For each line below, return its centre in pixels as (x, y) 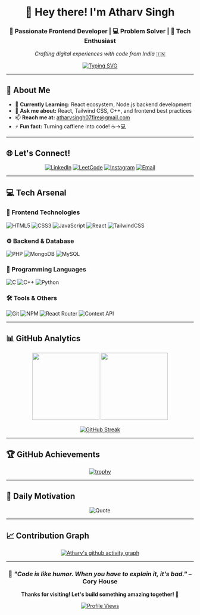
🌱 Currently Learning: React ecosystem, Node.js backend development (103, 104)
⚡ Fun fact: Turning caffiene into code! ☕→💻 (70, 126)
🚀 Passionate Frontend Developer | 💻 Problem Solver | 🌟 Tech (100, 31)
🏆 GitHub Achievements (53, 454)
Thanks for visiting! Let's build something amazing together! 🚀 (100, 594)
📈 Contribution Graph (48, 535)
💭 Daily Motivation (41, 496)
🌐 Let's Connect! (38, 153)
